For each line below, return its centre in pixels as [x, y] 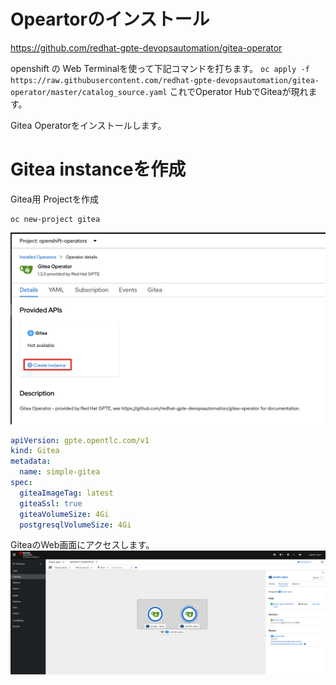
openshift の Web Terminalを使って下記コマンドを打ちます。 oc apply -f [160, 68]
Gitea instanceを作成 [98, 169]
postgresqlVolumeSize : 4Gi [75, 525]
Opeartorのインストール [110, 19]
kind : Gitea [35, 451]
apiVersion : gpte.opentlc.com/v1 [80, 440]
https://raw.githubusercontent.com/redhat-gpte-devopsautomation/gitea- [165, 80]
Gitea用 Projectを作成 [54, 199]
